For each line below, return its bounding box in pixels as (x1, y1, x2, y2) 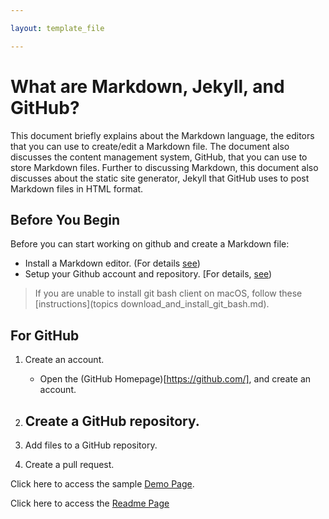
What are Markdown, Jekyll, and (10, 75, 285, 98)
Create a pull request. (24, 459, 115, 470)
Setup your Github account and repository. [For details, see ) (24, 268, 273, 280)
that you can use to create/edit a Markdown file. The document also (10, 140, 290, 152)
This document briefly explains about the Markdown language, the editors (10, 129, 315, 141)
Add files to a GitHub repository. (24, 439, 158, 451)
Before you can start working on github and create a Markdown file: (10, 238, 290, 250)
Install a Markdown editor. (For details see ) (24, 257, 201, 270)
